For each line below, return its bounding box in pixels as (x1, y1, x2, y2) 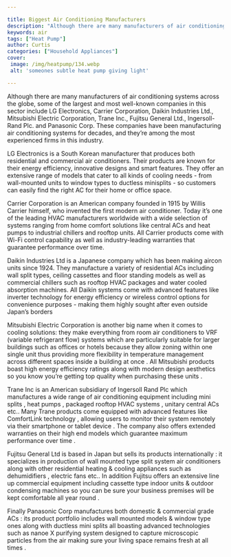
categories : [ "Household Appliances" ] (7, 48, 118, 55)
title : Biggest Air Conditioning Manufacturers (7, 16, 146, 23)
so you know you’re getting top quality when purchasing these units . (7, 372, 203, 380)
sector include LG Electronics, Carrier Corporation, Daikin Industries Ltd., (7, 107, 214, 115)
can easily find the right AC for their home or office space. (7, 186, 172, 194)
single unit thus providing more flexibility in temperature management (7, 350, 204, 358)
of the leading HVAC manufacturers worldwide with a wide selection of (7, 214, 208, 222)
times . (7, 543, 26, 551)
